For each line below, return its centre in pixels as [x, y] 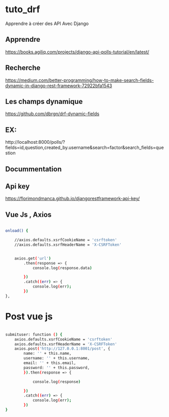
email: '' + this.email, [50, 363]
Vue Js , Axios [29, 214]
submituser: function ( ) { [34, 334]
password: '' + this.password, [57, 368]
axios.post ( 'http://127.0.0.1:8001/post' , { [62, 349]
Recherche [23, 68]
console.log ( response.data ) [62, 268]
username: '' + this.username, [57, 358]
